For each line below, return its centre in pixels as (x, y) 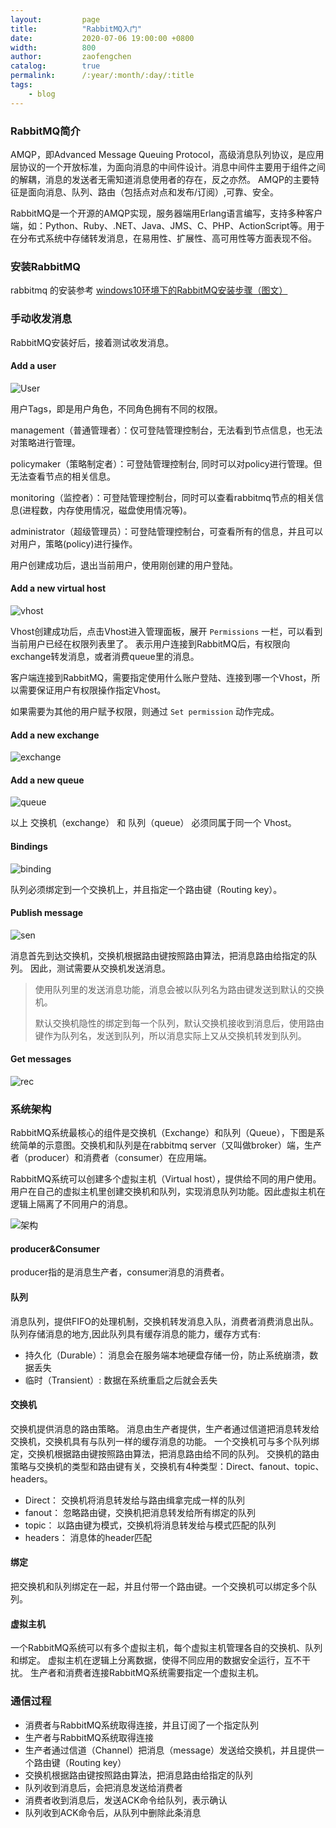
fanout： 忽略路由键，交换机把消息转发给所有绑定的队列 (140, 1512)
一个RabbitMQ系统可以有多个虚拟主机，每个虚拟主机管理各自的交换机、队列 (166, 1648)
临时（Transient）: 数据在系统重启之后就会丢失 (121, 1380)
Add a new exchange (55, 735)
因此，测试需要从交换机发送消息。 (100, 968)
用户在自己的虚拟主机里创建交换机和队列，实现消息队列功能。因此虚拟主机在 (168, 1192)
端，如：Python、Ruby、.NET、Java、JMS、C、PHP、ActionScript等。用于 (167, 225)
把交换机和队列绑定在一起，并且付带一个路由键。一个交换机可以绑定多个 (159, 1587)
